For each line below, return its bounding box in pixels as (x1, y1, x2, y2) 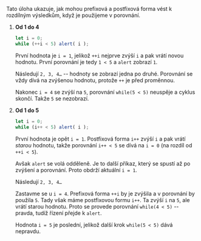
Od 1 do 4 (15, 24, 39, 30)
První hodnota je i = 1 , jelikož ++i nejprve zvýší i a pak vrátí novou (15, 52, 184, 59)
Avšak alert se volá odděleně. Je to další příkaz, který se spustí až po (15, 159, 191, 167)
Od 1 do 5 (15, 107, 39, 114)
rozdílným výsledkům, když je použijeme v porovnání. (6, 12, 141, 19)
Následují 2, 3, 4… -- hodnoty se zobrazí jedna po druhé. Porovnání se (15, 70, 193, 77)
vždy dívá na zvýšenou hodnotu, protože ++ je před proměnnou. (15, 76, 175, 84)
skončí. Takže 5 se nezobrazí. (15, 94, 89, 102)
